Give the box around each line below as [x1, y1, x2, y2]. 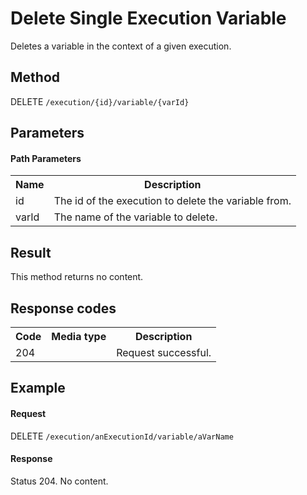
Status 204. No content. [10, 475, 109, 487]
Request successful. [116, 345, 212, 359]
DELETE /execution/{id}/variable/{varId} [10, 95, 190, 107]
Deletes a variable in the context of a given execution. [10, 40, 232, 52]
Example [10, 380, 66, 397]
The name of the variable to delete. [53, 210, 218, 224]
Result [10, 244, 52, 261]
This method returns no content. [10, 271, 144, 283]
